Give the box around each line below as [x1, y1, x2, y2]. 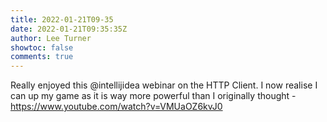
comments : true [10, 52, 74, 62]
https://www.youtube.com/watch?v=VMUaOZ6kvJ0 [10, 101, 223, 113]
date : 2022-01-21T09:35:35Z [10, 24, 128, 34]
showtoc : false [10, 42, 74, 53]
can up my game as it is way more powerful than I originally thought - [10, 90, 297, 102]
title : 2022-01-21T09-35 [10, 14, 114, 25]
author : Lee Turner [10, 33, 92, 43]
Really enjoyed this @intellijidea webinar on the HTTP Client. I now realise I [10, 79, 318, 91]
